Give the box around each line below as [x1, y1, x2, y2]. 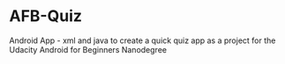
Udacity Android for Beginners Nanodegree [9, 44, 168, 54]
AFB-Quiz [9, 6, 82, 26]
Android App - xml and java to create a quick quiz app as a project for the [9, 35, 276, 46]
